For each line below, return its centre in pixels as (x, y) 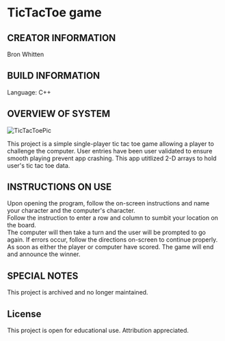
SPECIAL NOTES (43, 276)
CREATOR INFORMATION (62, 38)
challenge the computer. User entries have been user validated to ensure (110, 151)
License (24, 314)
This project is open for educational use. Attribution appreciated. (98, 331)
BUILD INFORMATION (54, 76)
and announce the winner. (44, 254)
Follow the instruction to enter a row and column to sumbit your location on (113, 218)
